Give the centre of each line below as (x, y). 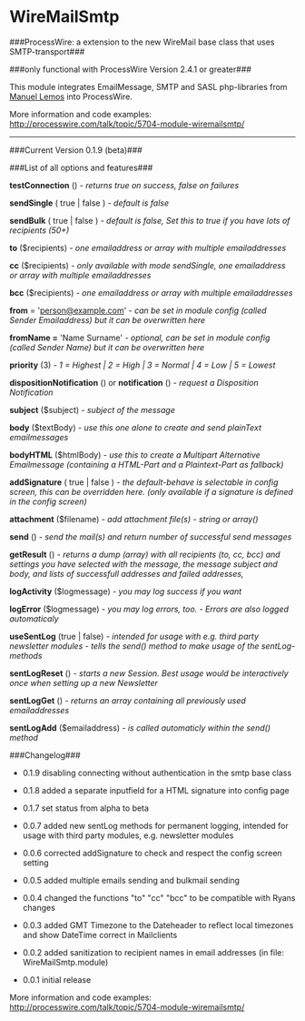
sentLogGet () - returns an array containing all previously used (128, 700)
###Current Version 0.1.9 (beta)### (76, 150)
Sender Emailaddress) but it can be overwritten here (108, 319)
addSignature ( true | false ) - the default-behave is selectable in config (144, 482)
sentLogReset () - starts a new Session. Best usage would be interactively (149, 673)
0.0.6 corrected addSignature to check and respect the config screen (152, 853)
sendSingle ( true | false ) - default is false (89, 203)
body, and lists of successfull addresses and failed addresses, (127, 573)
